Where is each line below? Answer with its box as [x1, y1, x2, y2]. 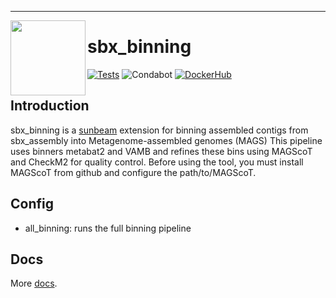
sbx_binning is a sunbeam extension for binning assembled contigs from [10, 124, 309, 136]
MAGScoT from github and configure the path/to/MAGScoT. [10, 166, 257, 178]
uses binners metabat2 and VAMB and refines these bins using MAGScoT [10, 145, 313, 157]
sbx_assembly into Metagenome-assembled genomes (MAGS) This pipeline [10, 134, 323, 146]
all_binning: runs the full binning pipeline [24, 222, 192, 234]
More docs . [10, 277, 58, 290]
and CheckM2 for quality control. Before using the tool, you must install [10, 156, 304, 168]
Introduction [10, 97, 90, 115]
